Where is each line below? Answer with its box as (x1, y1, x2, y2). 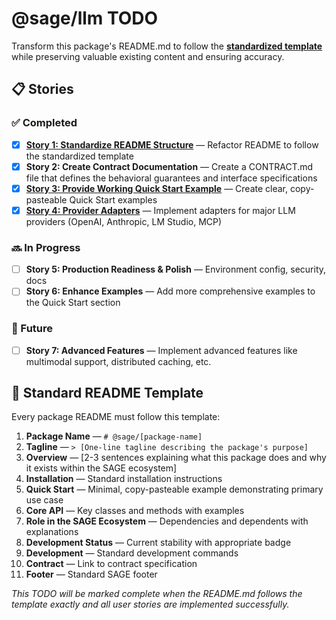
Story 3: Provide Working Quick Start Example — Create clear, (25, 182, 289, 194)
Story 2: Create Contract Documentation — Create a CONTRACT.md (25, 160, 314, 172)
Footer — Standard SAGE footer (25, 568, 158, 581)
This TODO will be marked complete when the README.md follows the (11, 588, 303, 600)
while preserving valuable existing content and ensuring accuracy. (11, 50, 285, 62)
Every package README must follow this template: (11, 411, 221, 423)
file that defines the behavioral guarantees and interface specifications (25, 172, 318, 184)
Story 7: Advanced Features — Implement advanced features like (25, 344, 298, 356)
